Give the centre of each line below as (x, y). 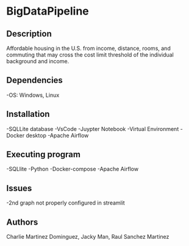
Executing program (44, 154)
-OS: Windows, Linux (33, 95)
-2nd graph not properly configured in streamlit (66, 203)
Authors (22, 222)
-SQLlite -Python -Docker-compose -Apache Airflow (73, 169)
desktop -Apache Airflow (57, 135)
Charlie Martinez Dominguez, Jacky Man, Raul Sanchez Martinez (88, 237)
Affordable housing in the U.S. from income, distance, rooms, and (88, 48)
